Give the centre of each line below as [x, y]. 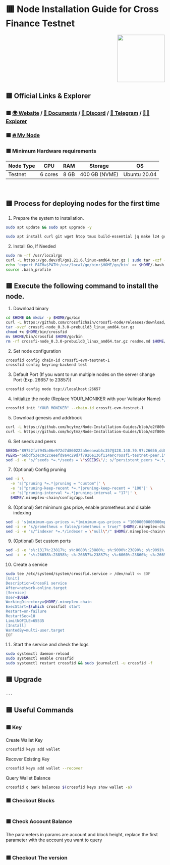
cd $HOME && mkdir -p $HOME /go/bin [43, 318]
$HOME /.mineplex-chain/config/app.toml [52, 498]
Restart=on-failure [26, 611]
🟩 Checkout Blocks [30, 801]
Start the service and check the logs [51, 645]
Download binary [31, 309]
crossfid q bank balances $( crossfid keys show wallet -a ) [69, 787]
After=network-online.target [36, 588]
